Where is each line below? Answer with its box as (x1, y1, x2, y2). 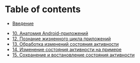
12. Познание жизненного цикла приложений (12, 36, 111, 42)
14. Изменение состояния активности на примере (12, 46, 122, 52)
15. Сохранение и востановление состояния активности (12, 52, 135, 58)
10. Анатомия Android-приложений (12, 30, 88, 36)
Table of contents (5, 4, 81, 15)
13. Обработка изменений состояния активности (12, 41, 119, 47)
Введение (12, 20, 34, 26)
